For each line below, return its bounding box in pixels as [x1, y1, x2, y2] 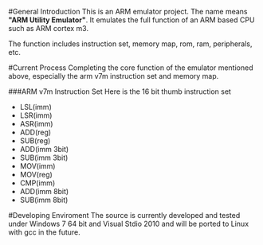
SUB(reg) [19, 136, 51, 146]
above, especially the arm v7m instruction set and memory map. [8, 72, 219, 80]
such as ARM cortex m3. [8, 24, 89, 33]
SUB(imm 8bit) [19, 195, 69, 204]
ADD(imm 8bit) [19, 187, 69, 196]
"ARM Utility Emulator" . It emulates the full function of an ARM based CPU [8, 15, 255, 25]
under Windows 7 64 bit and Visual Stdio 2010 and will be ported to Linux [8, 219, 249, 228]
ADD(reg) [19, 127, 52, 137]
